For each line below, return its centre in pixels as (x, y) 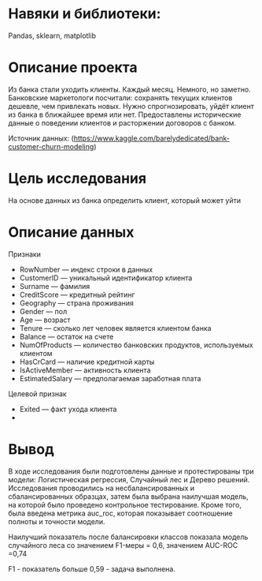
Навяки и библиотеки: (85, 14)
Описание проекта (73, 67)
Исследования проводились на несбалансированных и (101, 488)
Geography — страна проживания (76, 303)
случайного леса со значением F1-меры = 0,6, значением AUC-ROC (123, 545)
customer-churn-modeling (51, 146)
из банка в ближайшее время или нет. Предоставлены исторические (125, 114)
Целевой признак (37, 394)
